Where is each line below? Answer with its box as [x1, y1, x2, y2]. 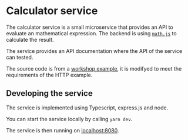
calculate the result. [6, 36, 54, 43]
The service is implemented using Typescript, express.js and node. [6, 104, 169, 111]
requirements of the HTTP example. [6, 71, 93, 78]
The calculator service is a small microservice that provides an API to [6, 24, 173, 31]
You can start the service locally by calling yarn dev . [6, 115, 133, 122]
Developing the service [6, 88, 93, 98]
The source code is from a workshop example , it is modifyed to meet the [6, 65, 182, 72]
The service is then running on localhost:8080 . [6, 126, 119, 134]
